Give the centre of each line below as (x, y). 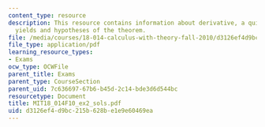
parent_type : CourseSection (54, 81)
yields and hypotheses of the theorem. (81, 30)
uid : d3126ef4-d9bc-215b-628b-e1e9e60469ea (81, 111)
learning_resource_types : (50, 52)
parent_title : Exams (42, 74)
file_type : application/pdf (54, 45)
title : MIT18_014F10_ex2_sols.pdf (65, 103)
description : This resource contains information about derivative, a (127, 23)
